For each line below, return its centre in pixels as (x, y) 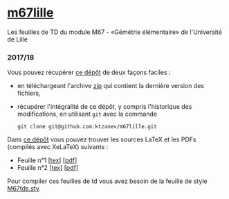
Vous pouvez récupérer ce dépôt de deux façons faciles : (89, 72)
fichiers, (29, 93)
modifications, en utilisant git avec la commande (87, 114)
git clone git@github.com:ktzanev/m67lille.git (87, 127)
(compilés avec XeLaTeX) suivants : (58, 147)
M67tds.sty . (24, 189)
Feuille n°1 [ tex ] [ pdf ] (47, 160)
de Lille (17, 39)
